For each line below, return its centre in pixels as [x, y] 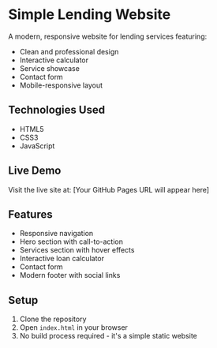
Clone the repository [53, 319]
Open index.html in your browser [74, 327]
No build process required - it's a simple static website [108, 336]
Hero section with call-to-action [71, 241]
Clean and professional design [69, 51]
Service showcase [50, 68]
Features [30, 214]
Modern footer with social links [70, 275]
